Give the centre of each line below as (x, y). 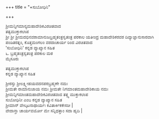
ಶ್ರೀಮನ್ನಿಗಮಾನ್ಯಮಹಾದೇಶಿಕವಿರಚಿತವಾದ (33, 26)
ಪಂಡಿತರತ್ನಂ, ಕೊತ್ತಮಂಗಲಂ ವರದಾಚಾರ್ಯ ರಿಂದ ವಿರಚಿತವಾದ (49, 42)
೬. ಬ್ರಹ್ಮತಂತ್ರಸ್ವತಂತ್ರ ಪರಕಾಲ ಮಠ (29, 53)
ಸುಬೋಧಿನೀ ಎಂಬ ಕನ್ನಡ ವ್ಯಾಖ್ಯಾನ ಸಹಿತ (34, 100)
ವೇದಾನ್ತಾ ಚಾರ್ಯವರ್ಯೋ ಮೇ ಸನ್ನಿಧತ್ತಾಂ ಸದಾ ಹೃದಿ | (44, 111)
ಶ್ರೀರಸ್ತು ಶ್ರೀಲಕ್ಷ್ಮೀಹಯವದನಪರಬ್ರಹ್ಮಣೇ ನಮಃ (37, 83)
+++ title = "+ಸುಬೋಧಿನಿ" (28, 7)
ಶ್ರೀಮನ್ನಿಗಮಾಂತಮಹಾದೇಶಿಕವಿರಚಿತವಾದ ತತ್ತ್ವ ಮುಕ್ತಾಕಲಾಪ (47, 94)
